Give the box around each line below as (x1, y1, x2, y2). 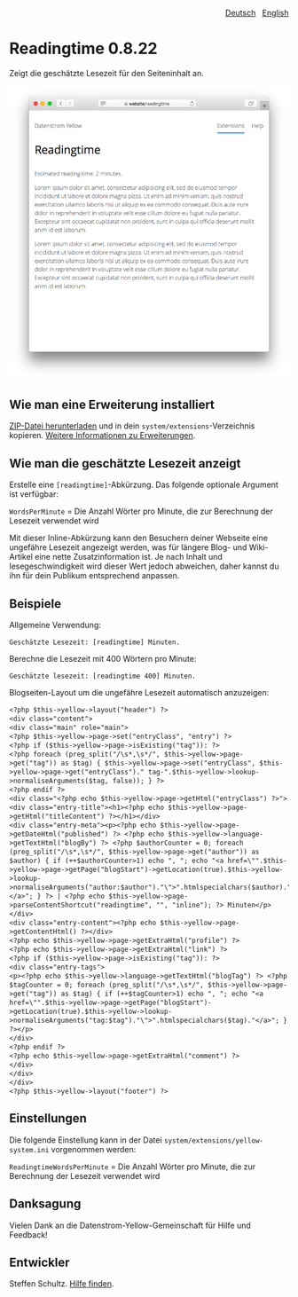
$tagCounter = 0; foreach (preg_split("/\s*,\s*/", (9, 980, 204, 989)
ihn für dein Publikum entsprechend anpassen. (9, 570, 180, 581)
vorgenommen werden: (51, 1144, 137, 1154)
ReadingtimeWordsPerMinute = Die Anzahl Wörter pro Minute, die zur (9, 1161, 256, 1172)
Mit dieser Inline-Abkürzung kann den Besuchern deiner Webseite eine (9, 532, 269, 544)
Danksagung (9, 1197, 82, 1212)
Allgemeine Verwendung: (9, 620, 102, 630)
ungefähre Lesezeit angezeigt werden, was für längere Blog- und (9, 542, 247, 553)
